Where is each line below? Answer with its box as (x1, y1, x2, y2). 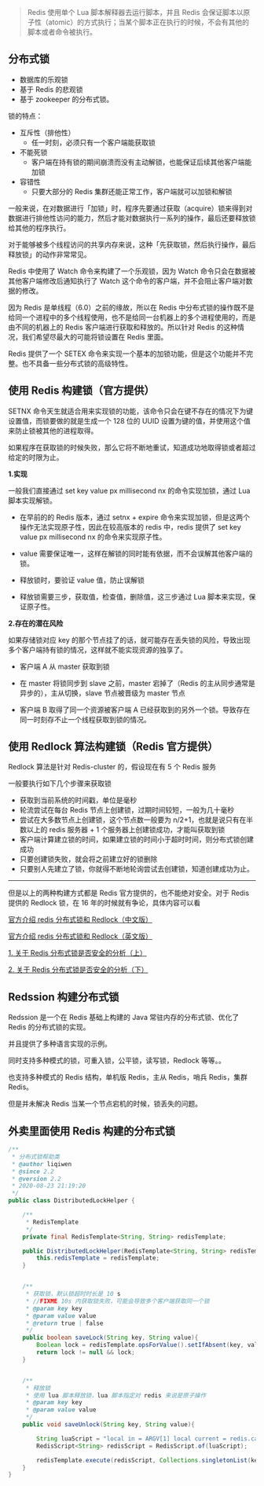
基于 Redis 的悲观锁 (19, 84, 83, 94)
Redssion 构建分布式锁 (8, 990, 119, 1004)
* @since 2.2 (11, 1167, 55, 1176)
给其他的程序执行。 (8, 223, 71, 233)
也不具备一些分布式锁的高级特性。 (21, 358, 132, 368)
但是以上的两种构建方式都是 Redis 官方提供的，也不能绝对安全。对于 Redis (8, 888, 250, 898)
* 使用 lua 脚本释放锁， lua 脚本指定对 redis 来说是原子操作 (25, 1391, 207, 1400)
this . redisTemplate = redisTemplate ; (36, 1254, 159, 1262)
